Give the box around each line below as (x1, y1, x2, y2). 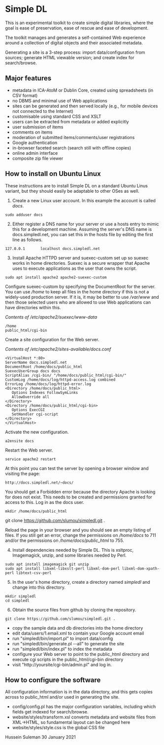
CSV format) (12, 92, 38, 98)
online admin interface (12, 150, 58, 156)
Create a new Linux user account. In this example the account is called (12, 197, 156, 203)
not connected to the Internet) (12, 108, 74, 114)
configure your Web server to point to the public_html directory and (12, 651, 149, 657)
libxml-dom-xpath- (122, 566, 160, 571)
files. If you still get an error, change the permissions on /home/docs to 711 (5, 532, 156, 538)
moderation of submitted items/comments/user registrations (12, 134, 135, 140)
